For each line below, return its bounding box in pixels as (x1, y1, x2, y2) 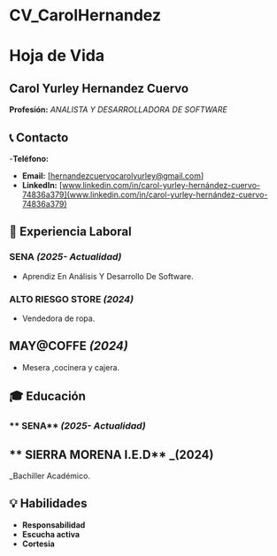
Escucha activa (21, 529, 81, 539)
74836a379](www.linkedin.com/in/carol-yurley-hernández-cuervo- (21, 189, 268, 200)
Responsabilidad (21, 519, 86, 530)
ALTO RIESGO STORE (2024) (9, 293, 135, 305)
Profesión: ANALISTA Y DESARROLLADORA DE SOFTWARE (9, 104, 227, 115)
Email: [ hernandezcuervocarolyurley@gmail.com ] (21, 171, 204, 181)
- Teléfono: (9, 154, 50, 164)
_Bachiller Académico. (9, 470, 91, 481)
